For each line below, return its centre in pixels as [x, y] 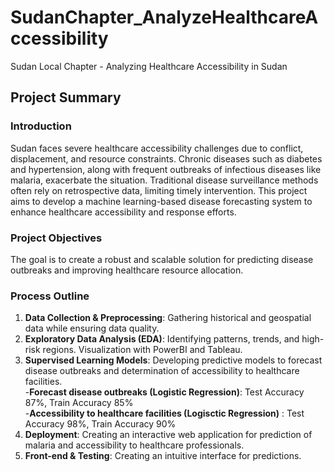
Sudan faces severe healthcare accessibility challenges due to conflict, [157, 148]
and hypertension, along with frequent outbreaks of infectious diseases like [166, 169]
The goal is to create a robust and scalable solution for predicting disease [162, 259]
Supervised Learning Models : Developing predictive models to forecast [173, 360]
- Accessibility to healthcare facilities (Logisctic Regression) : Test [164, 413]
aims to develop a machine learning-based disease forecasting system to [161, 201]
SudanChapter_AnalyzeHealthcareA [164, 17]
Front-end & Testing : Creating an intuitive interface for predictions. [163, 456]
